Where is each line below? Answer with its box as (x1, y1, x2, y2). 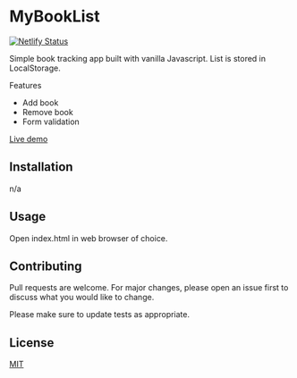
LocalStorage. (9, 63, 61, 73)
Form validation (21, 116, 81, 127)
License (9, 335, 55, 350)
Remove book (21, 106, 73, 117)
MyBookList (9, 6, 100, 27)
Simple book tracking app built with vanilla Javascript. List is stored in (9, 53, 267, 63)
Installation (9, 159, 73, 175)
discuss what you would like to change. (9, 292, 155, 303)
